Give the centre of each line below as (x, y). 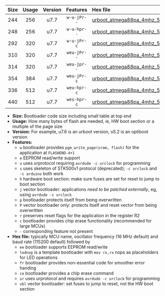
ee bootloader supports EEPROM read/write (64, 247)
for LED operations (39, 258)
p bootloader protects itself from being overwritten (70, 200)
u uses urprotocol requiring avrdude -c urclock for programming (85, 163)
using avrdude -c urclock (46, 195)
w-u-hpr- (77, 29)
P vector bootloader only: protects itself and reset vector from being (88, 205)
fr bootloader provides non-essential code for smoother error (82, 263)
